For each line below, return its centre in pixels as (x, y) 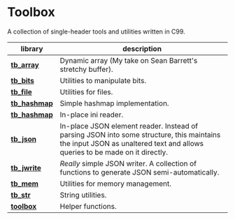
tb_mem (24, 184)
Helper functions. (88, 206)
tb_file (22, 91)
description (142, 48)
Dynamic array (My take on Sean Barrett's (129, 60)
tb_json (24, 139)
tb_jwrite (26, 168)
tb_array (25, 65)
